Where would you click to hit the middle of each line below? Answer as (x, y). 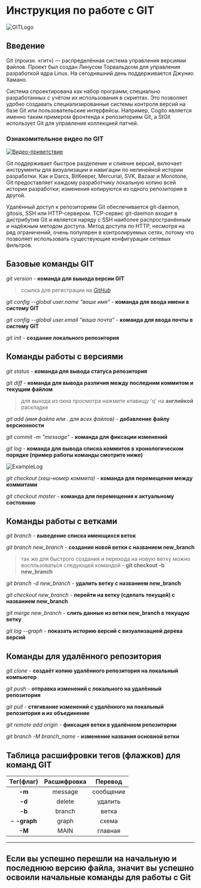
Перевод (109, 782)
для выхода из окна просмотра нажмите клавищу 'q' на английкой (107, 400)
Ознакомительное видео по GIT (55, 139)
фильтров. (19, 245)
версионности (25, 425)
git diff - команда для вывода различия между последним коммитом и (100, 382)
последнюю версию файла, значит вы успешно (100, 868)
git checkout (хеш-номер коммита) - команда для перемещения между (100, 478)
